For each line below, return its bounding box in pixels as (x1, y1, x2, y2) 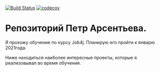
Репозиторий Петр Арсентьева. (5, 23, 147, 34)
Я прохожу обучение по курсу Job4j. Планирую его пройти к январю (5, 39, 155, 45)
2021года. (5, 45, 27, 51)
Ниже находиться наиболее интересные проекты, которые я (5, 54, 137, 60)
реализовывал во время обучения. (5, 60, 81, 66)
